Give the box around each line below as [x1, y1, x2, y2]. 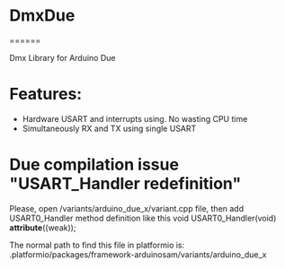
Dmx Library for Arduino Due [9, 52, 116, 63]
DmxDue [9, 5, 76, 26]
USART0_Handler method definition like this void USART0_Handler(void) [9, 213, 277, 223]
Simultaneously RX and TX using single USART [22, 123, 197, 134]
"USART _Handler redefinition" [9, 174, 242, 194]
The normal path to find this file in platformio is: [9, 239, 185, 250]
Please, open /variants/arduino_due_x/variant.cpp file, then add [9, 203, 245, 213]
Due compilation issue [9, 154, 180, 175]
